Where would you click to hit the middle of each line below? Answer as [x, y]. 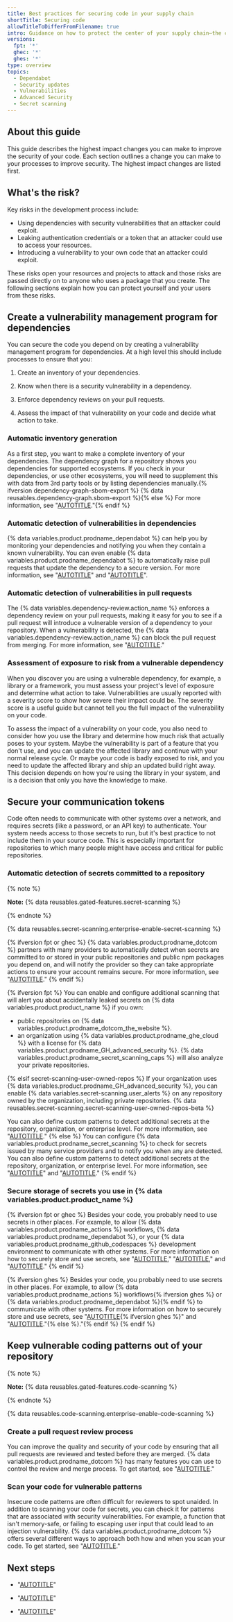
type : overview [29, 65]
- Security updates [42, 85]
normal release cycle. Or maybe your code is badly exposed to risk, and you [116, 758]
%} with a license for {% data [59, 1043]
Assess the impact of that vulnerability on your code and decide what [116, 413]
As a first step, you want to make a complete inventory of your [96, 453]
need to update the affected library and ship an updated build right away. [112, 765]
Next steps [31, 1568]
